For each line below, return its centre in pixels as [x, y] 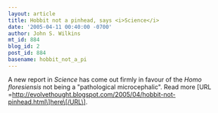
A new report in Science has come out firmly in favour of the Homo [105, 79]
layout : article [32, 14]
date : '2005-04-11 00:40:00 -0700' [60, 27]
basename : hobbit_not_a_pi [47, 60]
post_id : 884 [27, 53]
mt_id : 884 [24, 40]
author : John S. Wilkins [44, 33]
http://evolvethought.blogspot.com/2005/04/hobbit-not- [94, 94]
